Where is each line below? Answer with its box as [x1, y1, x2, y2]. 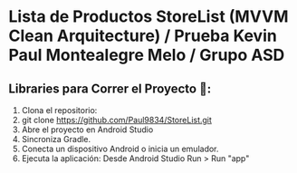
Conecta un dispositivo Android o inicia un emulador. [21, 143, 219, 154]
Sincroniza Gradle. [21, 134, 91, 144]
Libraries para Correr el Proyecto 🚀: [8, 81, 212, 96]
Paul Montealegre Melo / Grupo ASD [8, 45, 285, 65]
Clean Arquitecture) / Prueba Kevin [8, 25, 277, 46]
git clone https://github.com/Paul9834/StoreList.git [21, 115, 212, 125]
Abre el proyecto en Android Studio [21, 124, 154, 135]
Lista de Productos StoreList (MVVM [8, 6, 289, 27]
